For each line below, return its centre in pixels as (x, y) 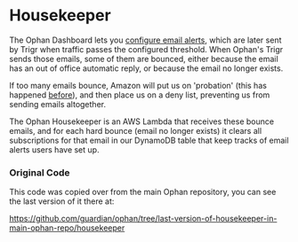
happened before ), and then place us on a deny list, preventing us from (140, 95)
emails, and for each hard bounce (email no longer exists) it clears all (136, 130)
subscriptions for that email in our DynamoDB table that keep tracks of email (149, 140)
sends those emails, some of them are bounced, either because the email (144, 59)
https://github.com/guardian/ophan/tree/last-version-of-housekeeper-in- (143, 219)
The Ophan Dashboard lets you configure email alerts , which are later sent (145, 40)
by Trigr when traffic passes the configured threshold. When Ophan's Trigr (146, 49)
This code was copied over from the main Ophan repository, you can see (143, 192)
